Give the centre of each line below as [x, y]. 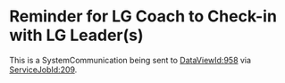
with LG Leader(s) [77, 35]
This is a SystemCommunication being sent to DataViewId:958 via [130, 60]
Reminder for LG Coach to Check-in [143, 17]
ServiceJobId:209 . [43, 70]
